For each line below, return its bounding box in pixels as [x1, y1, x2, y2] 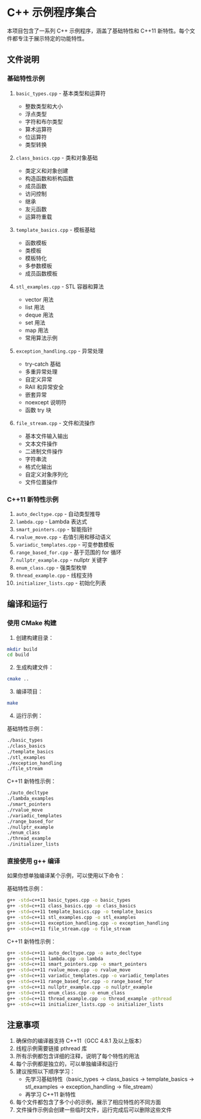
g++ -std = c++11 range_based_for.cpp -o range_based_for [7, 979, 153, 985]
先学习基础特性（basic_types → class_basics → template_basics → [25, 1075, 195, 1083]
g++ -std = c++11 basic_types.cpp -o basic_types [7, 897, 131, 904]
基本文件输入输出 [25, 432, 69, 439]
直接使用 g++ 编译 [7, 857, 61, 866]
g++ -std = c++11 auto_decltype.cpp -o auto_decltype [7, 950, 142, 956]
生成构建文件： [15, 664, 54, 671]
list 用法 [25, 303, 45, 310]
